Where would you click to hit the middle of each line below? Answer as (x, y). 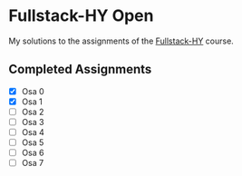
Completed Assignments (80, 69)
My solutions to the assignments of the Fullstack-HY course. (121, 41)
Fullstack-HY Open (81, 16)
